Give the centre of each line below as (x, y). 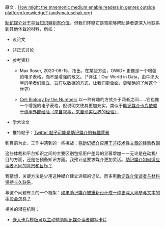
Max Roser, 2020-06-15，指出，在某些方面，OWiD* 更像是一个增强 (88, 71)
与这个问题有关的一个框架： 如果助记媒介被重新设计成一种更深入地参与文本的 (82, 192)
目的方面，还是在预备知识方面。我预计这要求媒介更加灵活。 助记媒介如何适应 (82, 159)
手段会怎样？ (18, 199)
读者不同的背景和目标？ (29, 165)
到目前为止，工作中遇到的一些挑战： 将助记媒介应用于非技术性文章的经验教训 (82, 143)
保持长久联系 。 (20, 182)
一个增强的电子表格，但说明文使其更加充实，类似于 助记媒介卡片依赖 (88, 105)
